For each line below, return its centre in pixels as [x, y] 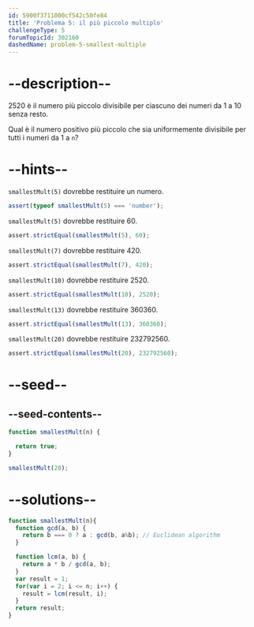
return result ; [40, 608]
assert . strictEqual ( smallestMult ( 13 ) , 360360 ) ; [88, 324]
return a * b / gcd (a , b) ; [67, 565]
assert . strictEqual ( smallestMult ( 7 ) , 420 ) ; [81, 265]
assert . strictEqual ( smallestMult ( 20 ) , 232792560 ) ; [93, 353]
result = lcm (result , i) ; [65, 593]
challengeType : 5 [37, 30]
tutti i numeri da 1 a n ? [43, 138]
